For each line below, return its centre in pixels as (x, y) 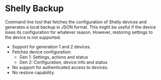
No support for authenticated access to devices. (60, 67)
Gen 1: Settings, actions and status (54, 57)
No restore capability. (33, 72)
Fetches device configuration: (42, 52)
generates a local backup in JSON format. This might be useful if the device (80, 27)
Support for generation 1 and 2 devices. (51, 47)
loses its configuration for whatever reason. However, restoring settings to (79, 32)
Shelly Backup (34, 8)
